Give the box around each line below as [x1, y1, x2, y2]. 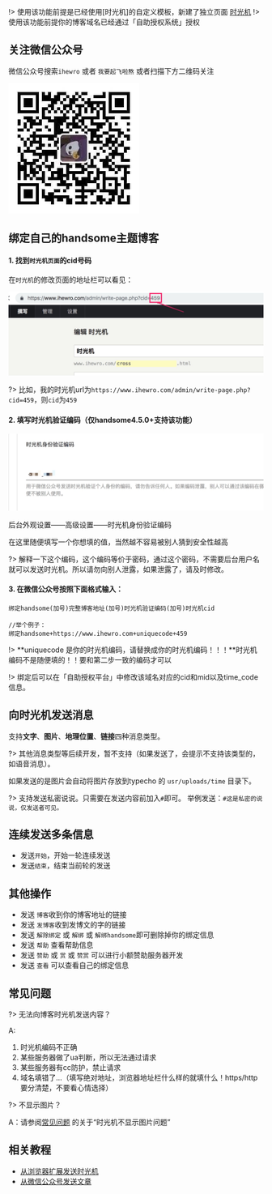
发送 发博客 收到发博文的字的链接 [19, 920, 126, 930]
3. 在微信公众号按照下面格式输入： [8, 584, 124, 594]
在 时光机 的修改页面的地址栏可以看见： [8, 275, 134, 285]
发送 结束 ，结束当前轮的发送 [19, 861, 111, 871]
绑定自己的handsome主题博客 [8, 232, 159, 245]
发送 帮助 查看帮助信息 [19, 940, 94, 950]
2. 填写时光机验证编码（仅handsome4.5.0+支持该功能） [8, 415, 197, 424]
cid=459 [8, 396, 35, 405]
